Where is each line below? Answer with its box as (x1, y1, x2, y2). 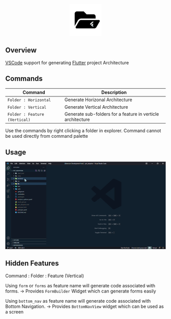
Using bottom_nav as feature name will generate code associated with (5, 298, 151, 304)
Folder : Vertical (7, 105, 47, 110)
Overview (5, 46, 37, 55)
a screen (5, 308, 24, 315)
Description (101, 89, 127, 95)
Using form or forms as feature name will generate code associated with (5, 282, 156, 288)
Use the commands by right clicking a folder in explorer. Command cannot (5, 128, 161, 134)
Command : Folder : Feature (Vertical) (5, 273, 84, 279)
